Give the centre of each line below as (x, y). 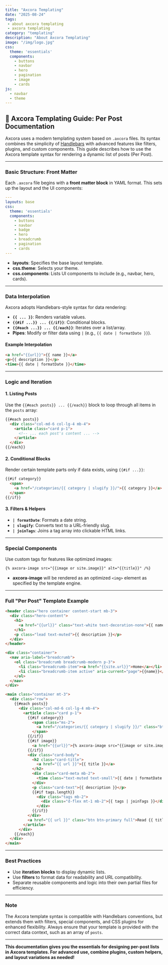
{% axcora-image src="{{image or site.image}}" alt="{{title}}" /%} (78, 569)
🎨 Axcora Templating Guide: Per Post (64, 118)
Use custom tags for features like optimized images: (59, 559)
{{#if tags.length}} (53, 792)
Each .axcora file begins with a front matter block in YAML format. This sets (84, 183)
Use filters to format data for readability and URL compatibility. (77, 877)
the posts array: (21, 410)
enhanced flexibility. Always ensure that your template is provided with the (82, 927)
